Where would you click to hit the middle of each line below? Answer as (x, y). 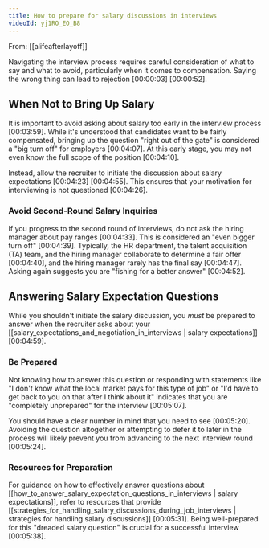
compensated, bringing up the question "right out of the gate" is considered (134, 141)
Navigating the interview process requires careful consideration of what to (131, 62)
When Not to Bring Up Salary (82, 104)
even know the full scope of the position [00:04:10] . (94, 157)
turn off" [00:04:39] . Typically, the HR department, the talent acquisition (128, 245)
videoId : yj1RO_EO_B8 (45, 23)
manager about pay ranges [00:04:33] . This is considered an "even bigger (132, 237)
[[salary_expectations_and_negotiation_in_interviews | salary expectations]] (133, 333)
